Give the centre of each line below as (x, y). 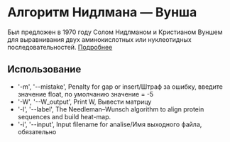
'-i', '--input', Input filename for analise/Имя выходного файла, (110, 124)
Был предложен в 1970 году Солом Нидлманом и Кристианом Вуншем (115, 32)
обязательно (37, 131)
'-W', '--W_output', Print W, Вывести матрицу (84, 102)
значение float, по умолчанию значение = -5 (86, 94)
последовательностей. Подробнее (60, 47)
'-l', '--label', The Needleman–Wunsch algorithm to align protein (111, 109)
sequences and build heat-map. (64, 116)
